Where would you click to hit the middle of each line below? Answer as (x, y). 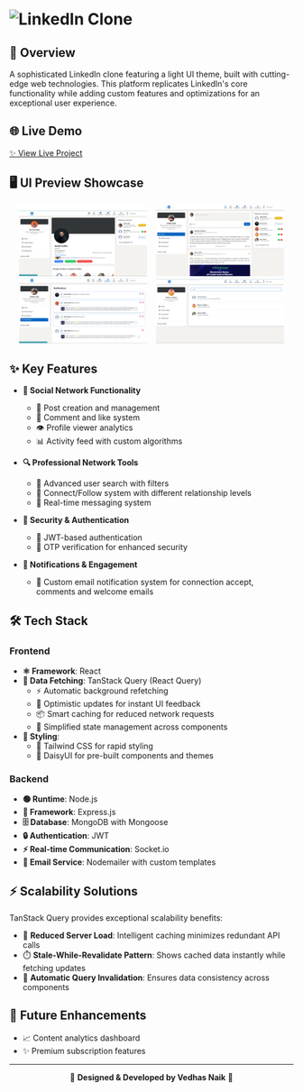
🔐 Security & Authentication (75, 520)
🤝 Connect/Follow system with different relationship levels (144, 493)
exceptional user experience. (63, 103)
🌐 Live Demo (46, 131)
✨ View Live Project (46, 152)
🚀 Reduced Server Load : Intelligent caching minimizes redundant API (151, 935)
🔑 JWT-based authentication (89, 537)
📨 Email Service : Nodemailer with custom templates (119, 862)
